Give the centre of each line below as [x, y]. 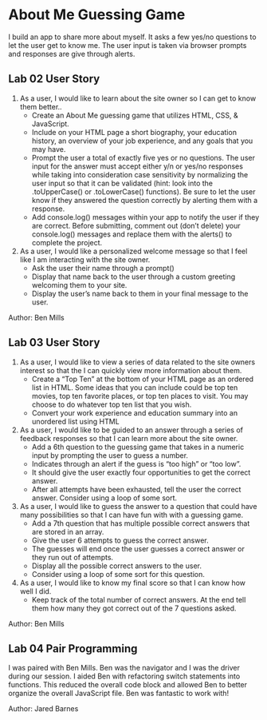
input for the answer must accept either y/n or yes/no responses [137, 166]
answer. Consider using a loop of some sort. [104, 498]
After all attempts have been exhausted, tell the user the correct [136, 489]
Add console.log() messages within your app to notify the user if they [145, 217]
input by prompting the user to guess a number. [110, 455]
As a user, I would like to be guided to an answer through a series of [131, 430]
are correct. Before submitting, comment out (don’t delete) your [136, 225]
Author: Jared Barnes [43, 709]
